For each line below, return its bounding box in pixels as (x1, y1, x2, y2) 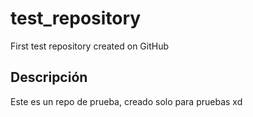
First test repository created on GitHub (10, 40, 170, 52)
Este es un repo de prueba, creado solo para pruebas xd (10, 95, 243, 107)
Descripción (10, 69, 88, 86)
